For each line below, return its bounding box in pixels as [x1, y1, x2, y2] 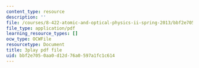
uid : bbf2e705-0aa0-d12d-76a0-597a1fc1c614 [6, 53, 115, 59]
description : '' [6, 14, 46, 20]
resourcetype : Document [6, 42, 65, 48]
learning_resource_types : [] [6, 31, 78, 37]
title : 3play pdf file [6, 47, 62, 53]
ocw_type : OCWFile [6, 36, 52, 42]
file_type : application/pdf [6, 25, 76, 31]
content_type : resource [6, 8, 65, 15]
